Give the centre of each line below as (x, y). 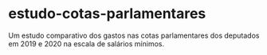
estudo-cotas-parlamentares (107, 14)
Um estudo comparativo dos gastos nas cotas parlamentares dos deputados (134, 35)
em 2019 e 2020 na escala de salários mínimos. (86, 43)
